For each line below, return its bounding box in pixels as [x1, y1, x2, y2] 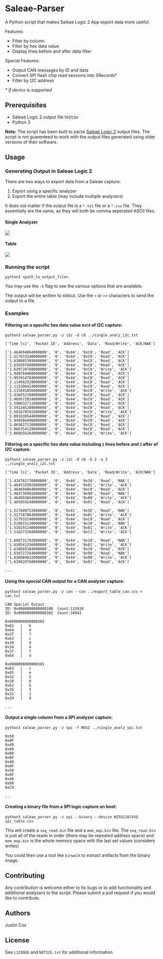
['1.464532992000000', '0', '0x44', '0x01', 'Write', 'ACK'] [5, 483, 132, 488]
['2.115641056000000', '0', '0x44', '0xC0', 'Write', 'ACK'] [5, 388, 132, 393]
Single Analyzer [5, 219, 38, 225]
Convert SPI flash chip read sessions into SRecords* [12, 72, 118, 78]
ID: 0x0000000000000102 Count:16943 [5, 610, 82, 615]
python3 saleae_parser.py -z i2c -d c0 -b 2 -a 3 [5, 457, 108, 462]
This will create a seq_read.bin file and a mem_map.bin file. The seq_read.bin [5, 827, 156, 833]
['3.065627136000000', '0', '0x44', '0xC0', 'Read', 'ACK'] [5, 422, 130, 427]
